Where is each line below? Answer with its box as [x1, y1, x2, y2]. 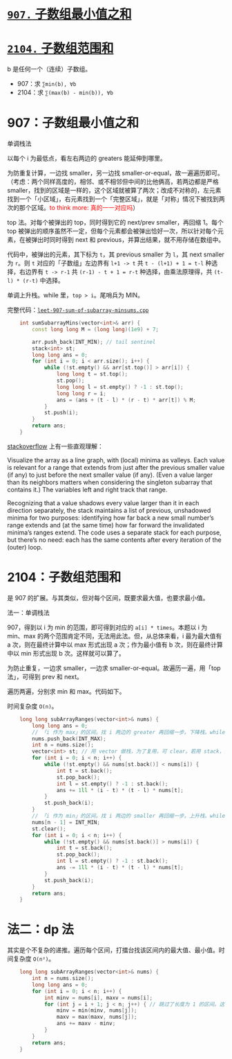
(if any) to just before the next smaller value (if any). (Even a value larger [7, 471, 213, 479]
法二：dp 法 [7, 922, 74, 938]
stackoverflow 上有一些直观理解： [7, 441, 104, 450]
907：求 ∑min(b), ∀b [17, 80, 77, 88]
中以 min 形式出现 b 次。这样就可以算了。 [7, 649, 126, 657]
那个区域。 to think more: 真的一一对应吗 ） [19, 204, 139, 212]
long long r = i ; [56, 390, 107, 397]
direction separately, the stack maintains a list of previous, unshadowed [7, 506, 211, 514]
